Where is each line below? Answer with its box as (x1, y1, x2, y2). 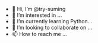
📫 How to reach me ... (11, 31, 67, 37)
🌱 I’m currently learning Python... (11, 18, 93, 24)
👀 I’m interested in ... (11, 12, 62, 19)
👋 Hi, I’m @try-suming (11, 6, 66, 12)
